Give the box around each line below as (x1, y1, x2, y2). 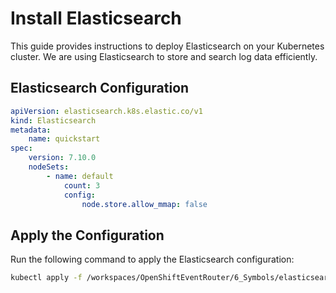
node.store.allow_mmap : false (81, 199, 208, 209)
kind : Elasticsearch (10, 115, 97, 126)
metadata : (10, 125, 52, 135)
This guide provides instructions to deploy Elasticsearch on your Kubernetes (10, 40, 325, 52)
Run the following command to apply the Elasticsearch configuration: (10, 253, 295, 266)
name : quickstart (28, 134, 101, 144)
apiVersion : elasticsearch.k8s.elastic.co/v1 (10, 106, 203, 116)
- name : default (46, 171, 114, 181)
